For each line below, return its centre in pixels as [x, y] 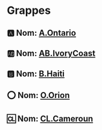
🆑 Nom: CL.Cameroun [50, 119]
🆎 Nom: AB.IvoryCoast [51, 53]
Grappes [29, 11]
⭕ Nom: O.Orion [38, 95]
